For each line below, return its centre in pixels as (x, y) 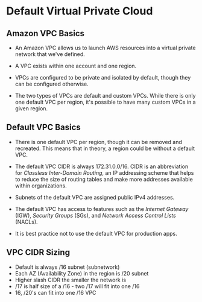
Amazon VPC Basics (46, 33)
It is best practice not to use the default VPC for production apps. (96, 233)
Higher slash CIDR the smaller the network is (71, 280)
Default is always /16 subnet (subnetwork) (67, 267)
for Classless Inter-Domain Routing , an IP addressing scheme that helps (104, 172)
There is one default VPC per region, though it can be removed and (99, 142)
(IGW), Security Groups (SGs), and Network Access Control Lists (95, 215)
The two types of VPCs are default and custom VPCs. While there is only (105, 96)
